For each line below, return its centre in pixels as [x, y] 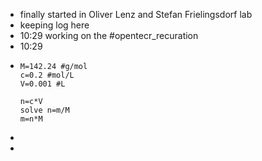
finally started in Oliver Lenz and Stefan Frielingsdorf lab [136, 14]
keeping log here [54, 25]
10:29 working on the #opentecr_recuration [109, 35]
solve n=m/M [44, 110]
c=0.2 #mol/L [47, 75]
